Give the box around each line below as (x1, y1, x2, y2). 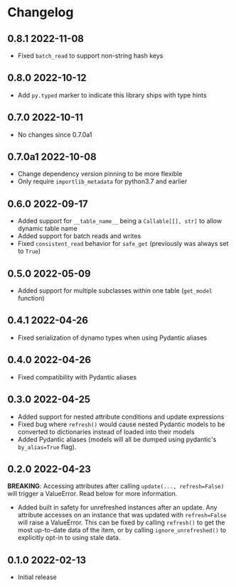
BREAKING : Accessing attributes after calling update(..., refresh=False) (7, 482, 225, 490)
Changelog (7, 4, 74, 21)
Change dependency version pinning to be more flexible (17, 170, 183, 178)
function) (17, 294, 45, 303)
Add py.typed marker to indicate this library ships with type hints (17, 90, 208, 99)
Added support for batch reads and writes (17, 232, 141, 240)
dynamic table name (17, 225, 78, 233)
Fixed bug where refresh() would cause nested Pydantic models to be (17, 420, 225, 429)
